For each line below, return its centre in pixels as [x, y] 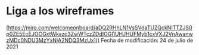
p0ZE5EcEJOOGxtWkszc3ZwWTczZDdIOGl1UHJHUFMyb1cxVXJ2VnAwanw [100, 33]
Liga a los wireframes [60, 11]
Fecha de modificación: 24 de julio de [147, 40]
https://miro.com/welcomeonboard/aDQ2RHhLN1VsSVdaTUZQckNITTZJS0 [100, 27]
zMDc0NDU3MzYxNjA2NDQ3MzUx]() [53, 40]
